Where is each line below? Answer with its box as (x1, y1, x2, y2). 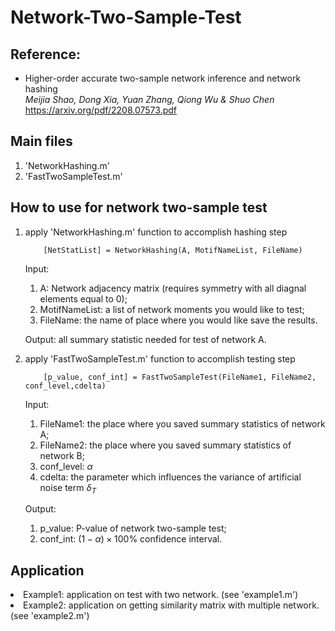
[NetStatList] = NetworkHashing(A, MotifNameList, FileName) (43, 245, 303, 255)
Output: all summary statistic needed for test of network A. (24, 333, 267, 345)
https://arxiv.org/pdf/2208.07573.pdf (24, 104, 177, 116)
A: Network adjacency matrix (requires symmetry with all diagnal (39, 282, 307, 294)
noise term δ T (39, 481, 97, 496)
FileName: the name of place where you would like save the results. (39, 314, 318, 326)
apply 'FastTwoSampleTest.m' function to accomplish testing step (24, 352, 296, 365)
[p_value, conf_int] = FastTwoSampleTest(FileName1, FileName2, (43, 372, 317, 382)
